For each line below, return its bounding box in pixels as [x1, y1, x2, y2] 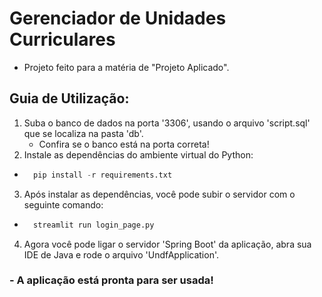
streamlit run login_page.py [33, 220, 155, 230]
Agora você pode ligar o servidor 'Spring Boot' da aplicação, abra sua [23, 238, 312, 250]
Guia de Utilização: [9, 90, 130, 107]
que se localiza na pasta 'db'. [23, 127, 144, 139]
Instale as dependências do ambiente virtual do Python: [23, 148, 254, 161]
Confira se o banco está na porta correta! [38, 138, 210, 150]
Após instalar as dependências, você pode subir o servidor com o [23, 188, 296, 200]
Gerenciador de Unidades [9, 7, 227, 30]
